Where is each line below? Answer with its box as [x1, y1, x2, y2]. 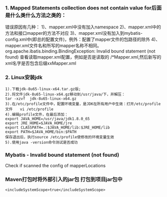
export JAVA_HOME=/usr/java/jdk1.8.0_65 [5, 116, 90, 121]
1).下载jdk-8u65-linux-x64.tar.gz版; [5, 86, 81, 91]
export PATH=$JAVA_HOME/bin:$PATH [5, 129, 77, 134]
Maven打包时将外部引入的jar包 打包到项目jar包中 [5, 176, 123, 183]
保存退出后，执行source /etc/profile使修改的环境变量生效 [5, 134, 114, 139]
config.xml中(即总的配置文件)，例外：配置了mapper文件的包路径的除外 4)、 [5, 36, 161, 43]
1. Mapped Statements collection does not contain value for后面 [5, 4, 162, 11]
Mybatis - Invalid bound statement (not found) [5, 151, 119, 158]
